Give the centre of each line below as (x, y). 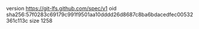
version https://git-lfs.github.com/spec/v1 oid (61, 8)
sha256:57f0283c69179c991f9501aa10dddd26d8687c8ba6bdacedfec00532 (100, 14)
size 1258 (41, 21)
